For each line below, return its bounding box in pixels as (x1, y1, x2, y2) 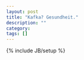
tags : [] (6, 31, 28, 37)
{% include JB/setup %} (6, 47, 66, 54)
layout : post (6, 8, 39, 15)
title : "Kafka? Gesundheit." (6, 14, 79, 20)
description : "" (6, 20, 46, 26)
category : (6, 25, 31, 31)
